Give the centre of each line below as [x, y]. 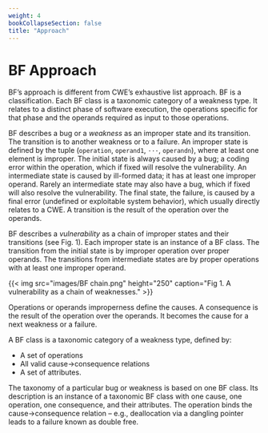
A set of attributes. [50, 372]
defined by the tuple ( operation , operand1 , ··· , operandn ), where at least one [134, 150]
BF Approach [53, 70]
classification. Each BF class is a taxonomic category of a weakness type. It [133, 101]
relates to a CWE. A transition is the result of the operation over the [119, 210]
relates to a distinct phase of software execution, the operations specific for [133, 110]
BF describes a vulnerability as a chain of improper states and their [119, 234]
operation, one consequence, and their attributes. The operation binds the [130, 405]
